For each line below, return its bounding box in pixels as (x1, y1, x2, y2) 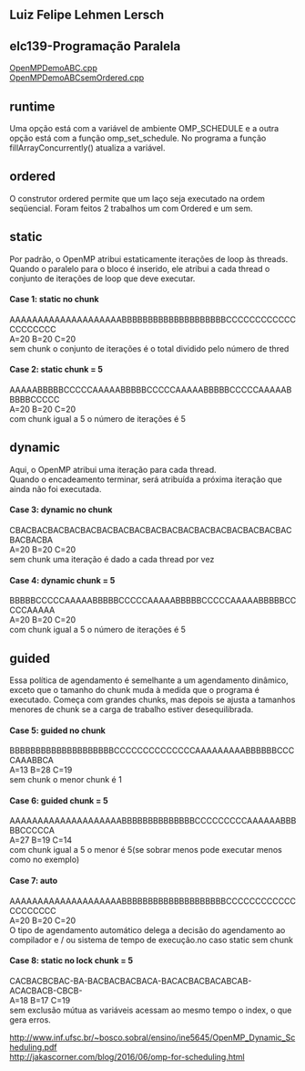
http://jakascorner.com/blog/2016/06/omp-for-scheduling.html (9, 1051, 245, 1062)
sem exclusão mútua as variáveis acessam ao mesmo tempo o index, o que (9, 1004, 292, 1015)
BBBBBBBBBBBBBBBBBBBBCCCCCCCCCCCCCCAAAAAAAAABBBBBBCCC (9, 745, 295, 756)
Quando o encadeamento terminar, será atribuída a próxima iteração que (9, 474, 282, 485)
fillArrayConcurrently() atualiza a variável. (9, 142, 166, 153)
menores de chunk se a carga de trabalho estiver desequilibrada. (9, 704, 254, 715)
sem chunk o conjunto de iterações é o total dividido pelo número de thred (9, 342, 290, 354)
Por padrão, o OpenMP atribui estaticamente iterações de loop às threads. (9, 253, 289, 264)
